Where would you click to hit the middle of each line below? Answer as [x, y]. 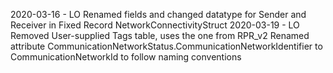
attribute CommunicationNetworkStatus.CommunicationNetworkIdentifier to [166, 46]
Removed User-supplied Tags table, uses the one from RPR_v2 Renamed [160, 35]
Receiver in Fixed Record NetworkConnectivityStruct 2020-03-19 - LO [155, 25]
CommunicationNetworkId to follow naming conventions [126, 57]
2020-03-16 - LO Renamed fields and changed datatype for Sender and [158, 14]
